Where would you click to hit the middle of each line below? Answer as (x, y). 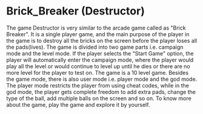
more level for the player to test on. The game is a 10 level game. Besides (98, 72)
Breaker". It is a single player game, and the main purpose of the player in (98, 34)
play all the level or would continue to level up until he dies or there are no (98, 66)
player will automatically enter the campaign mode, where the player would (100, 60)
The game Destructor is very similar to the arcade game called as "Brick (96, 28)
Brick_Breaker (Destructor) (76, 11)
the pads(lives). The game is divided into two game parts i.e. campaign (95, 47)
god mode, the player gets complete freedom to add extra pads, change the (101, 92)
